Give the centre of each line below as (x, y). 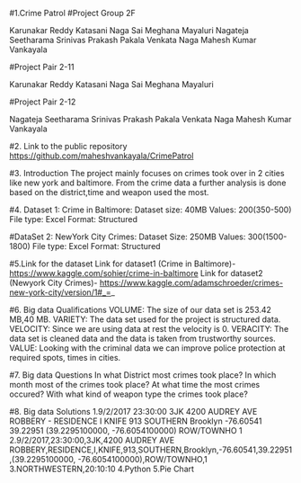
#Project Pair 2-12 (43, 102)
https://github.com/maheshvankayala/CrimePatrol (102, 156)
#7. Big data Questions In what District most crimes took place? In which (143, 375)
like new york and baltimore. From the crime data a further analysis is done (148, 183)
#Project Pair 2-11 (42, 67)
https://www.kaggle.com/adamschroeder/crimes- (191, 283)
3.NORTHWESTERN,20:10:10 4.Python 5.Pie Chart (102, 469)
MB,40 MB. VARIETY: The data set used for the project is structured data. (145, 319)
